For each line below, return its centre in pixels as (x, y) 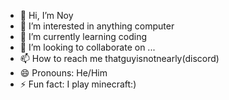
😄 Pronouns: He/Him (63, 73)
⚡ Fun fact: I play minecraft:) (78, 84)
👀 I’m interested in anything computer (97, 26)
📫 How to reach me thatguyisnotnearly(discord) (119, 58)
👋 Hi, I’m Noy (46, 15)
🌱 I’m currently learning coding (83, 36)
